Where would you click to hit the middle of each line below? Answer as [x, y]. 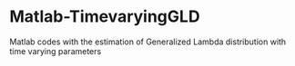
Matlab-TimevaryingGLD [105, 17]
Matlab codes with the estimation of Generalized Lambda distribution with [148, 42]
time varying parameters [56, 51]
